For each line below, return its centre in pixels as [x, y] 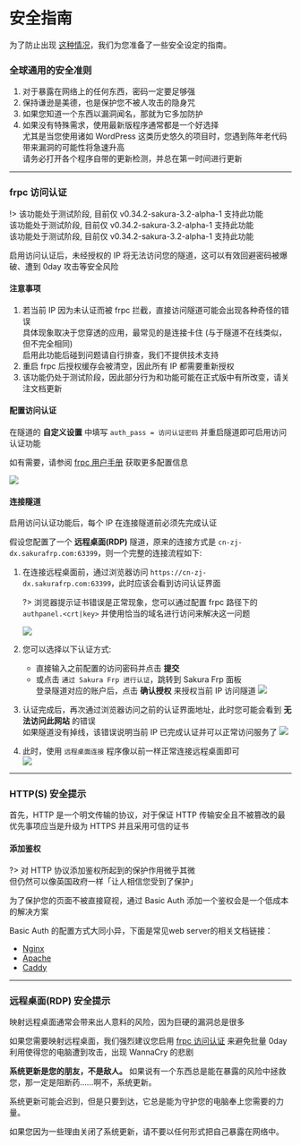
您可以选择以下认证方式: [67, 649]
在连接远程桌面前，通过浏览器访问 [85, 572]
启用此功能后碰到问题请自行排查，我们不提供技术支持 [120, 355]
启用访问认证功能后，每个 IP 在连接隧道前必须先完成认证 [113, 523]
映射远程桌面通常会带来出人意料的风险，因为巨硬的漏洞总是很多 [127, 1021]
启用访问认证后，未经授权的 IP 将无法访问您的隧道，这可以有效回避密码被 [145, 255]
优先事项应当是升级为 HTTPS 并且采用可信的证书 [99, 826]
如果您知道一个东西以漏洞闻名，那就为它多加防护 [112, 114]
